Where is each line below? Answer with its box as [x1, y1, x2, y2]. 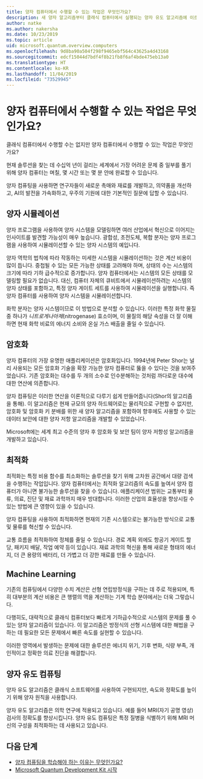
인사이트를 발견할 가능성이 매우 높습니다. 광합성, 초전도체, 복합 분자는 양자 [6, 233, 180, 241]
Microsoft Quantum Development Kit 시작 [14, 766, 118, 773]
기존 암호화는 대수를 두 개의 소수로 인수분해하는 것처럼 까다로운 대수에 [28, 372, 193, 379]
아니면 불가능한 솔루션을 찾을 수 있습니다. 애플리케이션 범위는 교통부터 [22, 487, 187, 495]
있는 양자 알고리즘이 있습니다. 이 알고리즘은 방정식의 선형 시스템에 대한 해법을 [6, 621, 188, 629]
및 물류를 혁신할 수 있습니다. [6, 523, 72, 530]
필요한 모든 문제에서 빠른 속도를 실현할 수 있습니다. [24, 629, 143, 637]
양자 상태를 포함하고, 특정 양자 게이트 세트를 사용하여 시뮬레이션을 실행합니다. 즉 [6, 284, 195, 292]
